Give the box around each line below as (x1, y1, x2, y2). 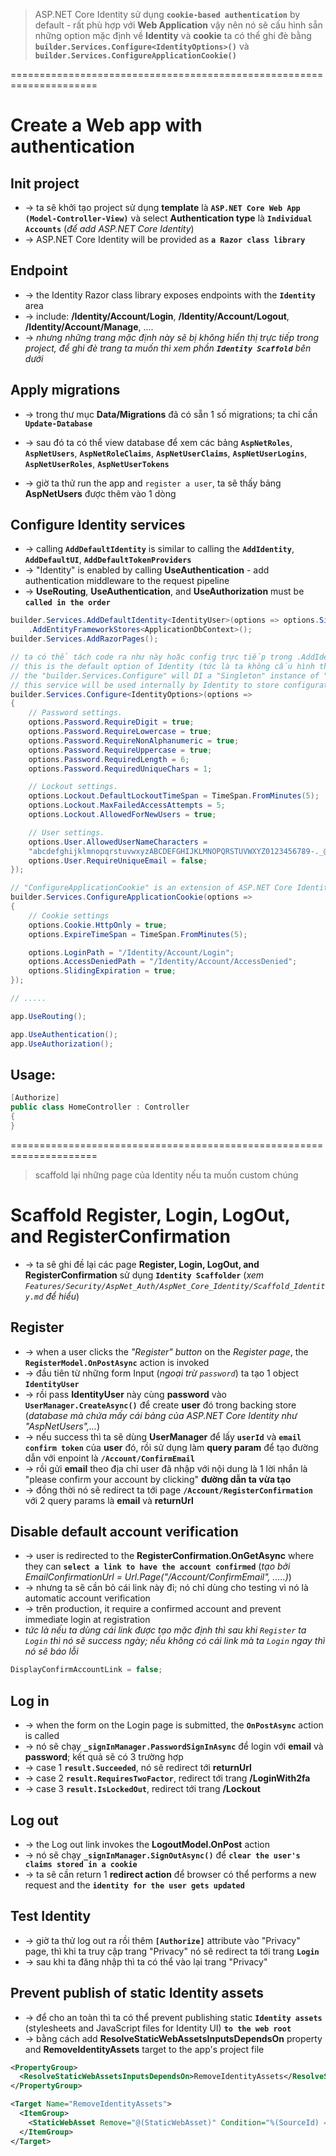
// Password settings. (28, 708, 123, 718)
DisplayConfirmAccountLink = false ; (10, 1665, 163, 1675)
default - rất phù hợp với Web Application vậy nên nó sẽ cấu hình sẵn (34, 19, 323, 31)
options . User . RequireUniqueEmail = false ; (28, 855, 208, 866)
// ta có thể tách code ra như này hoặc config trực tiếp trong (10, 652, 293, 663)
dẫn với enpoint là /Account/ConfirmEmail (24, 1452, 195, 1464)
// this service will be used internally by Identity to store (10, 680, 280, 690)
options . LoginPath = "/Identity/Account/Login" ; (28, 947, 235, 958)
